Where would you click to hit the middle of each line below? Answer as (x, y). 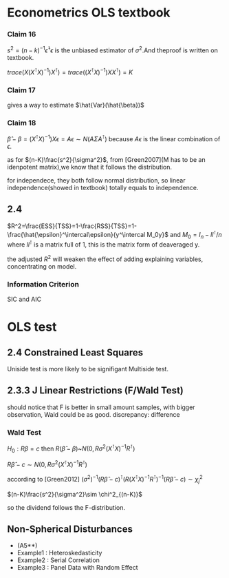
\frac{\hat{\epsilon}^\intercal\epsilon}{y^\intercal (76, 234)
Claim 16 (22, 34)
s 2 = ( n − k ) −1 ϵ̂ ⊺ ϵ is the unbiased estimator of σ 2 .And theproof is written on (112, 50)
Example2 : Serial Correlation (58, 560)
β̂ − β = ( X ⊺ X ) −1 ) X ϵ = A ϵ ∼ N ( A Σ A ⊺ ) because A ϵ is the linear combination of (114, 138)
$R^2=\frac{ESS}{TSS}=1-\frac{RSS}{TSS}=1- (72, 226)
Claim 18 (22, 123)
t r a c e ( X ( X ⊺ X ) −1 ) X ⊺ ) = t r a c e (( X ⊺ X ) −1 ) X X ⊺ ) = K (70, 72)
